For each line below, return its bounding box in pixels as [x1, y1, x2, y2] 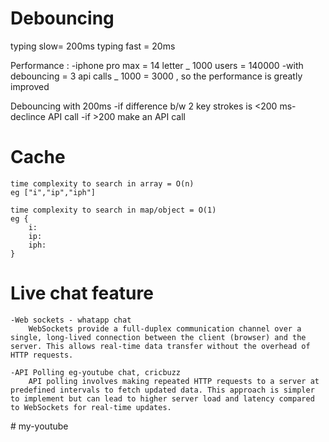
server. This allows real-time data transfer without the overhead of [10, 341, 311, 351]
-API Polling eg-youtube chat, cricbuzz [10, 367, 182, 377]
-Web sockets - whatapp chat [10, 315, 132, 325]
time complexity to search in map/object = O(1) [10, 205, 217, 215]
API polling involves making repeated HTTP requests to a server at [28, 376, 320, 386]
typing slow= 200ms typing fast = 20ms [10, 40, 176, 52]
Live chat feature [10, 282, 154, 305]
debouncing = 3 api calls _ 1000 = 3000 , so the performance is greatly [10, 70, 303, 82]
